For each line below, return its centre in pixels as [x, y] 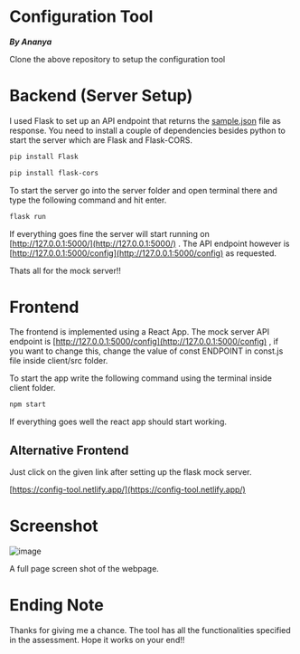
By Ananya [31, 42]
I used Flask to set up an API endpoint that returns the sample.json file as [145, 120]
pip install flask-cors [54, 173]
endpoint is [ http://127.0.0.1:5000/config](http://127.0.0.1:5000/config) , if [144, 342]
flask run [28, 216]
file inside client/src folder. [59, 361]
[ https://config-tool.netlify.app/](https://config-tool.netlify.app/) [127, 489]
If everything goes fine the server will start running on [109, 233]
